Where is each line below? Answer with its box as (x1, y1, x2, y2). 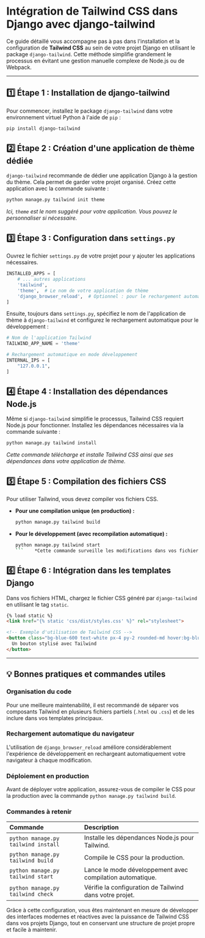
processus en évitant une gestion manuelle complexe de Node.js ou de (6, 57, 185, 64)
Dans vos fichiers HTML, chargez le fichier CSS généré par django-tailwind (6, 594, 197, 601)
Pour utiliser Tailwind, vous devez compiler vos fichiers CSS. (6, 496, 159, 503)
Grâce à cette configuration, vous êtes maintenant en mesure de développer (6, 907, 198, 914)
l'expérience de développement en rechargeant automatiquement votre (6, 750, 186, 757)
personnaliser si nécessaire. (6, 214, 77, 221)
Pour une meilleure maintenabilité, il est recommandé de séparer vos (6, 701, 179, 709)
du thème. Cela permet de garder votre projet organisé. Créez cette (6, 179, 176, 186)
